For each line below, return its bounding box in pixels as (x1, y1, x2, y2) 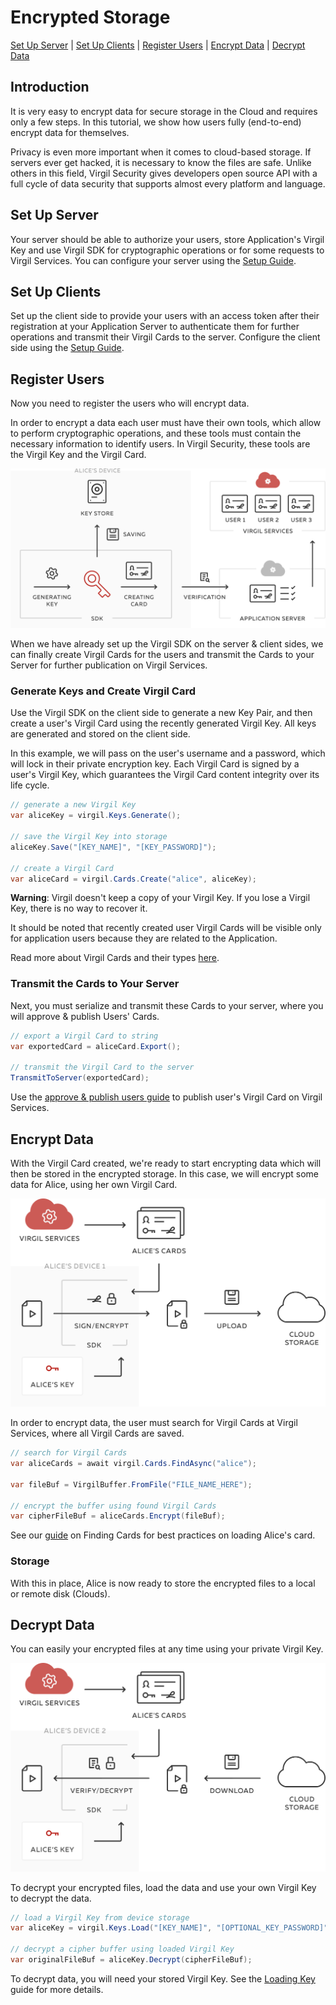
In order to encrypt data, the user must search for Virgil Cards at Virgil (10, 1417, 298, 1429)
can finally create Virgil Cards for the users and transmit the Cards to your (10, 649, 315, 661)
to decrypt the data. (10, 1892, 92, 1904)
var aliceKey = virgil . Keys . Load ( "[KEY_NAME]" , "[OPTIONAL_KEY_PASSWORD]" (10, 1923, 329, 1933)
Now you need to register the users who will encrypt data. (10, 397, 250, 410)
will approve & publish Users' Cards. (10, 1010, 160, 1022)
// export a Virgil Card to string (10, 1031, 159, 1041)
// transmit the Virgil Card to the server (10, 1062, 195, 1073)
